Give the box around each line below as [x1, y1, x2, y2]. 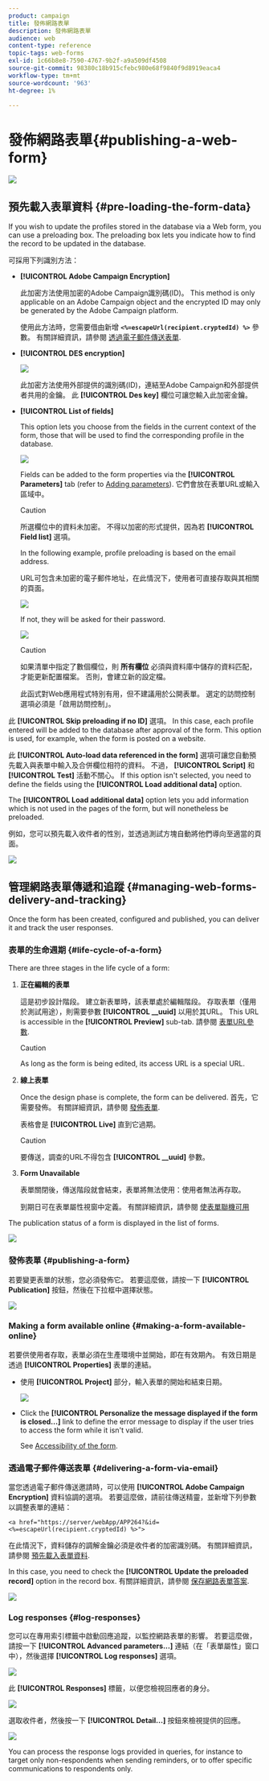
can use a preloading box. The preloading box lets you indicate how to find [8, 230, 256, 240]
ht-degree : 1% [8, 86, 56, 95]
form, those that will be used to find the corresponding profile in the [19, 431, 245, 440]
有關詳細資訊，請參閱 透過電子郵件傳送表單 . [35, 332, 181, 342]
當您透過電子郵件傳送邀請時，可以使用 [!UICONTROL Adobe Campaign [8, 1482, 245, 1492]
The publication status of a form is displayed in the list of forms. [8, 1218, 219, 1228]
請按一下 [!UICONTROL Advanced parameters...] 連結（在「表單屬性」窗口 [8, 1641, 259, 1651]
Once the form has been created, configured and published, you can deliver [8, 914, 259, 924]
